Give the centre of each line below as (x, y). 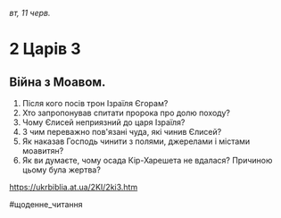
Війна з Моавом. (58, 82)
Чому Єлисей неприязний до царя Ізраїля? (103, 122)
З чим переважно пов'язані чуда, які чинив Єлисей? (122, 132)
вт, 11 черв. (30, 13)
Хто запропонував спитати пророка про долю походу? (126, 113)
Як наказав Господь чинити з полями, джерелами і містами (136, 141)
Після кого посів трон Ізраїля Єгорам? (95, 103)
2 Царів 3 (45, 49)
